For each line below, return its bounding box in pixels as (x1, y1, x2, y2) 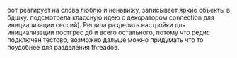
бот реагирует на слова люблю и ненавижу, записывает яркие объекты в (7, 6, 231, 14)
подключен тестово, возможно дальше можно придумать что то (7, 36, 204, 44)
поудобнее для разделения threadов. (7, 43, 120, 51)
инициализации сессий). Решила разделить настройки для (7, 21, 186, 29)
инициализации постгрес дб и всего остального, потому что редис (7, 28, 211, 36)
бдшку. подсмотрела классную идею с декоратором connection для (7, 13, 214, 22)
